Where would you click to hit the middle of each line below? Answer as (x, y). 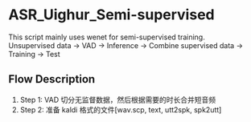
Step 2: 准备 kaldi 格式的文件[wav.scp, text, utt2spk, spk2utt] (121, 109)
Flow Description (52, 79)
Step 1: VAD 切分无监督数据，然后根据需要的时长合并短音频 (117, 100)
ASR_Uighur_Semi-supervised (111, 15)
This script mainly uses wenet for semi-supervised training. (107, 37)
